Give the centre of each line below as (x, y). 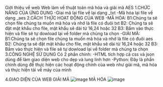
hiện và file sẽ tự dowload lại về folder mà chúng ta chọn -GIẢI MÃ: (73, 33)
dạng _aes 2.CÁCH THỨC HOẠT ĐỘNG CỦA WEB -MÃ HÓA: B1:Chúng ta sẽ (81, 18)
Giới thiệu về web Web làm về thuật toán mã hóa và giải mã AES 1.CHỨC (78, 8)
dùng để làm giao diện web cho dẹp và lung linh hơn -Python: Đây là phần (80, 59)
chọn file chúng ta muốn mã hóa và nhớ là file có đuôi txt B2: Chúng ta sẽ (79, 23)
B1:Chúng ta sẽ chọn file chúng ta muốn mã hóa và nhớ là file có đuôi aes (79, 39)
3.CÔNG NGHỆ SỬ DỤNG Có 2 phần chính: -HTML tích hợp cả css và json (80, 54)
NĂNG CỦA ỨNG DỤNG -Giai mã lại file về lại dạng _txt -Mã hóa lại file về (79, 13)
